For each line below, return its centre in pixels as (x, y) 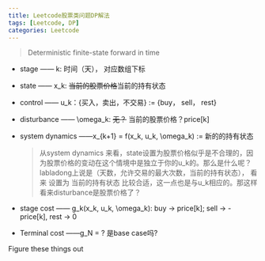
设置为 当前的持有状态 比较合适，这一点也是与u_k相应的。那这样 (153, 183)
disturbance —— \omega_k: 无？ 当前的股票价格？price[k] (114, 119)
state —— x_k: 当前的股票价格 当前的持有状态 (93, 86)
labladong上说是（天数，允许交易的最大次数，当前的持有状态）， (144, 173)
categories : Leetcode (44, 30)
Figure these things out (46, 249)
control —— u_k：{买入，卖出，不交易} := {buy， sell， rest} (118, 103)
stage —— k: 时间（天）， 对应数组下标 (82, 69)
